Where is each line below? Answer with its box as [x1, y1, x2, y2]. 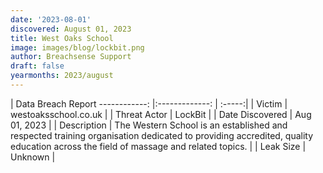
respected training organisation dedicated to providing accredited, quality [10, 129, 314, 141]
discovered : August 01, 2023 [10, 24, 132, 34]
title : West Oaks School [10, 33, 114, 43]
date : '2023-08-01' [10, 14, 92, 25]
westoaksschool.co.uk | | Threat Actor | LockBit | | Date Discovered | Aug [10, 108, 312, 120]
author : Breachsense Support [10, 52, 132, 62]
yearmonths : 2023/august [10, 71, 114, 81]
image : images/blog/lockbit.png [10, 42, 145, 53]
